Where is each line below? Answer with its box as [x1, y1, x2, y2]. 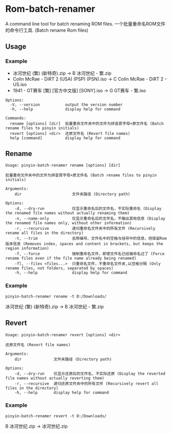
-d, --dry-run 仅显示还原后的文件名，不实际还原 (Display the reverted [14, 371, 166, 376]
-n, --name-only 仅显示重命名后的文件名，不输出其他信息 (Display [14, 216, 165, 221]
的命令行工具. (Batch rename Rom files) [5, 27, 89, 33]
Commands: [5, 115, 27, 121]
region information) [5, 246, 50, 251]
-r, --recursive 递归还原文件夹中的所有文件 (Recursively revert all [14, 381, 159, 386]
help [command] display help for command [10, 135, 121, 141]
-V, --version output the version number [10, 102, 123, 107]
